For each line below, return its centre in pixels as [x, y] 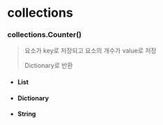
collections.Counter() [44, 35]
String [27, 114]
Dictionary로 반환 [49, 66]
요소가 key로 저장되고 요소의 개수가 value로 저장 [90, 51]
